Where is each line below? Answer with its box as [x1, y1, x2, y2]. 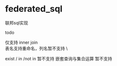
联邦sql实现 [5, 20, 28, 26]
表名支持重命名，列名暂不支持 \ [5, 45, 68, 51]
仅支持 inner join [5, 40, 38, 45]
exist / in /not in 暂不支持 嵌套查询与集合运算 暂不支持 [5, 55, 113, 61]
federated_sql [5, 3, 62, 14]
